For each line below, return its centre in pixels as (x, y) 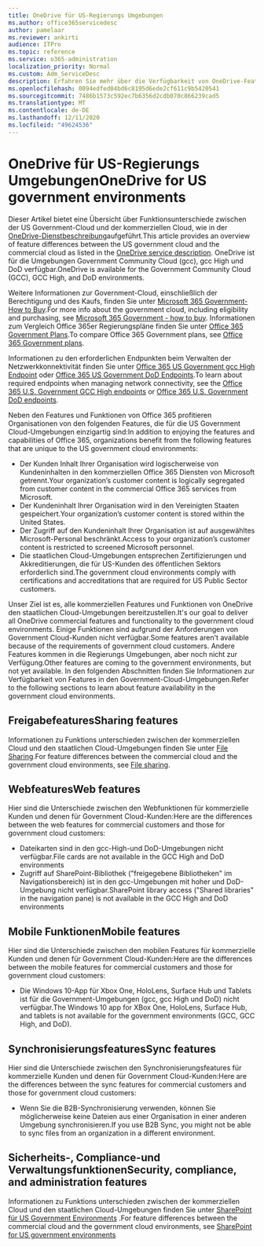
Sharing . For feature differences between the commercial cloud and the (123, 756)
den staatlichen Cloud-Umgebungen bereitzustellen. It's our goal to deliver (128, 612)
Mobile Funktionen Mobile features (94, 932)
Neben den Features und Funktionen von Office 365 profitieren (110, 415)
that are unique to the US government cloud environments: (103, 448)
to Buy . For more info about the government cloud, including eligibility (137, 309)
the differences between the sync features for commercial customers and (127, 1084)
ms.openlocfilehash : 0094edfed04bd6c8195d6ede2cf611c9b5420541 (114, 88)
